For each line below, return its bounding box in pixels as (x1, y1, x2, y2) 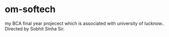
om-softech (5, 4, 56, 15)
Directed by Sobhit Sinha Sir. (5, 25, 65, 31)
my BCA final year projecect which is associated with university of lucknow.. (5, 20, 165, 26)
